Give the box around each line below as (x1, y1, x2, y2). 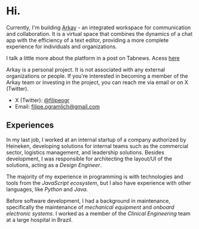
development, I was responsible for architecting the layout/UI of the (6, 155, 172, 162)
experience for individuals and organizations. (6, 43, 118, 50)
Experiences (6, 120, 54, 131)
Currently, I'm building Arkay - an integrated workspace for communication (6, 24, 191, 31)
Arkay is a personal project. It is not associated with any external (6, 66, 166, 73)
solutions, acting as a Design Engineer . (6, 161, 102, 168)
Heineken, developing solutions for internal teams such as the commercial (6, 142, 188, 150)
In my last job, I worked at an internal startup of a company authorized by (6, 136, 186, 143)
